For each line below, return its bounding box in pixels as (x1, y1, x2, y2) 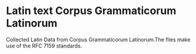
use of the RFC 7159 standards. (6, 42, 82, 49)
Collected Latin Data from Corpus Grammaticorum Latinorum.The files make (6, 36, 191, 43)
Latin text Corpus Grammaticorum (6, 4, 177, 18)
